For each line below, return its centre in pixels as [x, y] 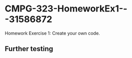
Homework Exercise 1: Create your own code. [52, 33]
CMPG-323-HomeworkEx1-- [66, 9]
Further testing [29, 49]
